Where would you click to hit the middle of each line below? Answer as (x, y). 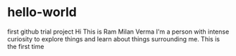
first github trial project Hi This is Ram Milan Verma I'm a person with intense (118, 31)
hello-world (42, 12)
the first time (26, 46)
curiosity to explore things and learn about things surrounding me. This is (114, 38)
